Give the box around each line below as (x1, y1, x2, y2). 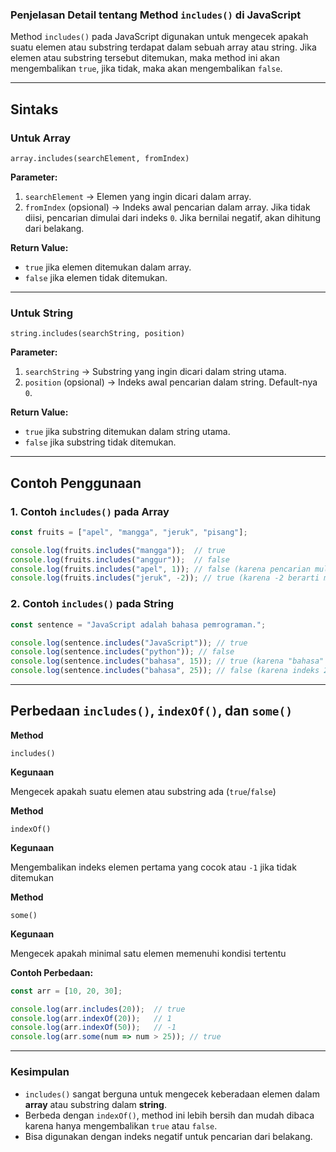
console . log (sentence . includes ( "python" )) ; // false (10, 647, 235, 657)
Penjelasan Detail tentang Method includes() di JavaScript (10, 8, 302, 22)
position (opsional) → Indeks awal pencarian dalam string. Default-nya (24, 376, 318, 388)
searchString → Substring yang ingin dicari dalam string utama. (24, 366, 287, 378)
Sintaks (10, 101, 59, 118)
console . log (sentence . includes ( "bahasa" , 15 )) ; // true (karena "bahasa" (10, 656, 325, 667)
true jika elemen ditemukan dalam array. (24, 261, 192, 273)
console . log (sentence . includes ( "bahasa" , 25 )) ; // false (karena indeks (10, 666, 320, 676)
